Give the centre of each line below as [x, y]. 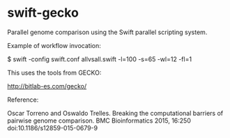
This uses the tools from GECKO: [54, 72]
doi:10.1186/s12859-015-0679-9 [53, 128]
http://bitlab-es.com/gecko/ [47, 86]
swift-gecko [43, 13]
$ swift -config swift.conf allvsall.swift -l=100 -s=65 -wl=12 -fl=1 [100, 59]
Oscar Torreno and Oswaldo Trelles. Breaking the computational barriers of [115, 113]
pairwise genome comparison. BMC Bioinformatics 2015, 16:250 [99, 121]
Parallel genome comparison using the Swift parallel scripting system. [107, 32]
